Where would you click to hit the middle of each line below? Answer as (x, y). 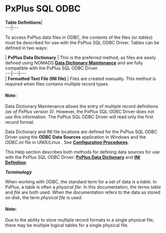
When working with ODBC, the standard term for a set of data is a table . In (81, 182)
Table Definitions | (24, 22)
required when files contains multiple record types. (57, 84)
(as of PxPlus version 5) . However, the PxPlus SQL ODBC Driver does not (80, 112)
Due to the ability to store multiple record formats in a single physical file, (80, 220)
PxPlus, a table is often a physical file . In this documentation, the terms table (83, 187)
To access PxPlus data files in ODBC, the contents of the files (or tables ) (79, 37)
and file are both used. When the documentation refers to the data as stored (83, 192)
